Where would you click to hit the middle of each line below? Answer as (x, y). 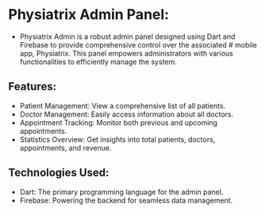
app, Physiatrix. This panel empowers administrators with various (127, 53)
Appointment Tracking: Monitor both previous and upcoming (119, 122)
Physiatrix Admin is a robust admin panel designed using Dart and (127, 36)
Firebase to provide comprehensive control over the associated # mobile (138, 44)
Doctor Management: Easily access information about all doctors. (127, 114)
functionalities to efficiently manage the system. (98, 62)
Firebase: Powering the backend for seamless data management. (126, 200)
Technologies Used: (59, 173)
